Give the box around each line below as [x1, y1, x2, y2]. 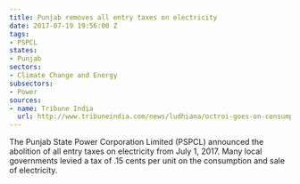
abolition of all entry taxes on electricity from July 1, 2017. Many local [9, 146, 262, 156]
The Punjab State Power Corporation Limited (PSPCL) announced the [9, 137, 264, 148]
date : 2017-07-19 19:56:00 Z [9, 21, 118, 30]
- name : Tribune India [9, 104, 94, 113]
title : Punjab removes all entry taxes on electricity [9, 12, 218, 22]
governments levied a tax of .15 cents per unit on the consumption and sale [9, 156, 286, 166]
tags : [9, 29, 29, 38]
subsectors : [9, 79, 54, 88]
